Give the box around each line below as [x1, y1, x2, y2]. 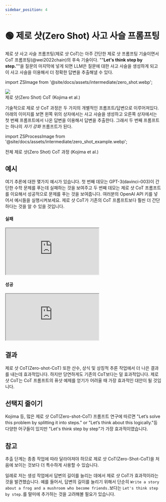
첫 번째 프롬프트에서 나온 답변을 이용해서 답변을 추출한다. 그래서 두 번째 [5, 117, 143, 123]
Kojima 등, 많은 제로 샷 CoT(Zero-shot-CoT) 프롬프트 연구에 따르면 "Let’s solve [5, 413, 161, 419]
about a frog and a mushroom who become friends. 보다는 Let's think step [5, 485, 159, 491]
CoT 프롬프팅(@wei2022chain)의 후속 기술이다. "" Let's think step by [5, 56, 143, 62]
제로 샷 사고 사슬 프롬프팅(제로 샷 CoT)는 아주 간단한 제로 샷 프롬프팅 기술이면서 [5, 51, 160, 56]
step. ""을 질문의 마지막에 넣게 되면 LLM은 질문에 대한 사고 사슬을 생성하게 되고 [5, 63, 159, 69]
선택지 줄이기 [5, 399, 43, 408]
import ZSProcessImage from [5, 133, 65, 139]
